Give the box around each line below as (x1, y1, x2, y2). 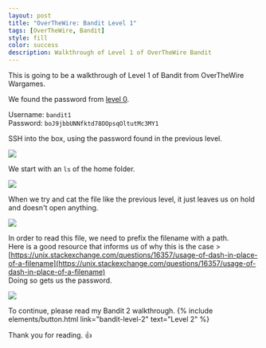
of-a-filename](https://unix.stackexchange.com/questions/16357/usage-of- (8, 259, 256, 268)
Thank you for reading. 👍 (8, 330, 92, 339)
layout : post (8, 11, 52, 20)
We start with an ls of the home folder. (8, 164, 135, 174)
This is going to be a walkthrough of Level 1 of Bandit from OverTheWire (8, 71, 244, 80)
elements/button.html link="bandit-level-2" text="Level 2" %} (8, 315, 209, 323)
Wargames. (8, 79, 46, 88)
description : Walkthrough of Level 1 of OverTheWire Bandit (8, 49, 213, 57)
